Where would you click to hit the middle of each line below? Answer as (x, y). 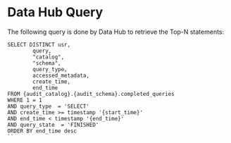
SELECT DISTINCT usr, (39, 44)
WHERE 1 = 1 (25, 100)
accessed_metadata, (61, 75)
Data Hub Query (55, 12)
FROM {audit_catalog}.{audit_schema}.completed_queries (91, 94)
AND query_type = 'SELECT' (49, 106)
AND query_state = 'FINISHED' (53, 125)
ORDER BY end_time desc (42, 131)
